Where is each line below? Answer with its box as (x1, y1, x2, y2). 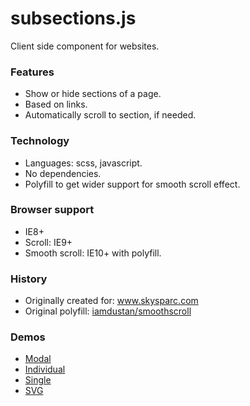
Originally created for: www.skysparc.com (24, 295, 199, 307)
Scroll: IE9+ (24, 236, 73, 248)
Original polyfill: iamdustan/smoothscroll (24, 305, 192, 317)
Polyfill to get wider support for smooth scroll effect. (24, 178, 241, 190)
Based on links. (24, 98, 88, 111)
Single (24, 374, 52, 386)
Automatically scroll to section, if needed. (24, 109, 197, 121)
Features (10, 65, 55, 79)
